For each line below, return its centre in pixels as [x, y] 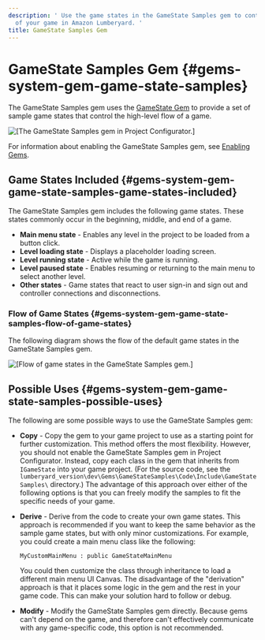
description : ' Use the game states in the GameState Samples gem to [125, 15]
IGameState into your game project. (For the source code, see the [125, 469]
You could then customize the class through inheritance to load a [125, 571]
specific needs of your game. [67, 501]
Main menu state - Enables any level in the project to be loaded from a [134, 235]
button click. [40, 243]
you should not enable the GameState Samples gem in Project [120, 452]
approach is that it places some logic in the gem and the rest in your [130, 587]
